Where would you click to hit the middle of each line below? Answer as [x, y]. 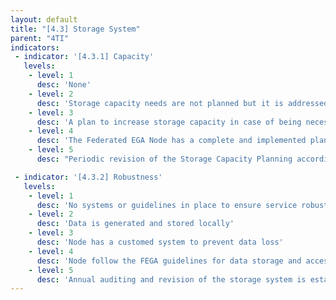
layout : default [44, 19]
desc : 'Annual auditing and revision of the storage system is [171, 279]
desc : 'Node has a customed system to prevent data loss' [160, 242]
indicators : [35, 47]
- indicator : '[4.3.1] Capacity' [84, 57]
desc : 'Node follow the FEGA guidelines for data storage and [169, 261]
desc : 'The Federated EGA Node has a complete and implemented [171, 141]
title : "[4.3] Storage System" [75, 29]
